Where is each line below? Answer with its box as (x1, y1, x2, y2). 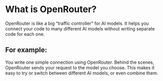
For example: (5, 46, 47, 54)
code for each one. (5, 31, 45, 37)
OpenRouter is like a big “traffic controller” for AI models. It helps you (5, 20, 149, 26)
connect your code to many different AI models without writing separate (5, 25, 155, 31)
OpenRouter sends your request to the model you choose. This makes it (5, 64, 155, 70)
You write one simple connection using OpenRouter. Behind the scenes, (5, 59, 154, 65)
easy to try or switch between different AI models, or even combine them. (5, 70, 158, 76)
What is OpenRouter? (5, 4, 97, 15)
